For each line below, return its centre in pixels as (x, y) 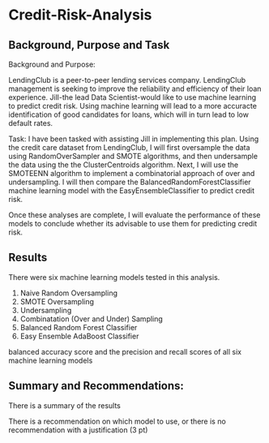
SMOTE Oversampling (57, 301)
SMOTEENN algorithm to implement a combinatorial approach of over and (132, 173)
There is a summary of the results (65, 405)
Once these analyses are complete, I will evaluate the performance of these (134, 215)
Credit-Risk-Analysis (80, 15)
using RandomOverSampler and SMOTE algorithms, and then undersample (133, 156)
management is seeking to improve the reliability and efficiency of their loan (135, 88)
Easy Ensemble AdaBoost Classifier (79, 336)
